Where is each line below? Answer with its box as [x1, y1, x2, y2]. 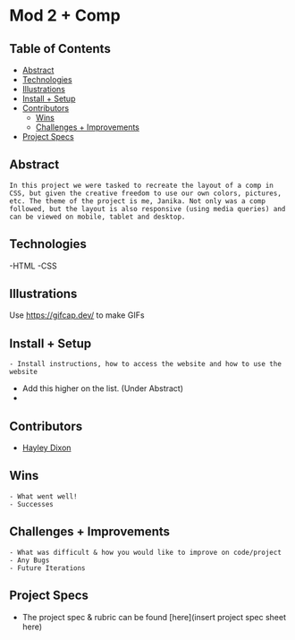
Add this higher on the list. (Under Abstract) [21, 383, 184, 394]
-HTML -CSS [9, 260, 58, 271]
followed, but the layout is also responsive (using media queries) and [9, 204, 286, 213]
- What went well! [9, 491, 78, 501]
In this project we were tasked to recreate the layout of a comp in [9, 181, 274, 190]
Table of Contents [9, 41, 112, 56]
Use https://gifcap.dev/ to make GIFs [9, 310, 145, 320]
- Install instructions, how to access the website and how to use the [9, 360, 282, 369]
